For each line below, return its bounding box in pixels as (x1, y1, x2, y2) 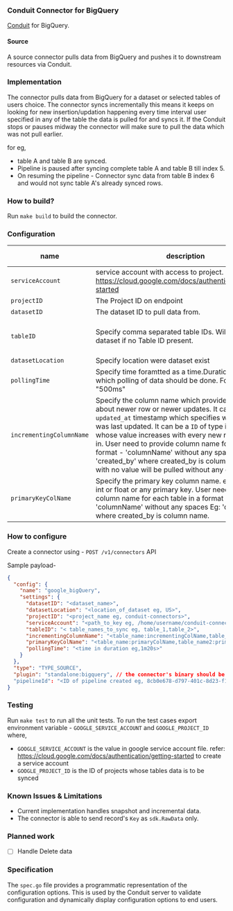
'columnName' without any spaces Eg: (96, 502, 221, 512)
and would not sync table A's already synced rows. (17, 179, 163, 187)
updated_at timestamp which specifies (96, 413, 221, 423)
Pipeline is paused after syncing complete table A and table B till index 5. (17, 164, 225, 172)
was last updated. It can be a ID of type (96, 422, 223, 431)
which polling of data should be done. (96, 376, 218, 385)
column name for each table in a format (96, 494, 224, 503)
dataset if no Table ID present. (96, 336, 194, 345)
